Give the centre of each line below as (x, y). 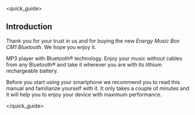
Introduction (29, 27)
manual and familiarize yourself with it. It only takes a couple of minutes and (97, 88)
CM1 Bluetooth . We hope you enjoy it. (51, 47)
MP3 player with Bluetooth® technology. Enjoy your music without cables (94, 58)
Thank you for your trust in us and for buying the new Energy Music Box (93, 41)
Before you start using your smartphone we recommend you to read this (93, 82)
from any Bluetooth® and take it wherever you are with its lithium (84, 64)
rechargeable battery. (32, 71)
